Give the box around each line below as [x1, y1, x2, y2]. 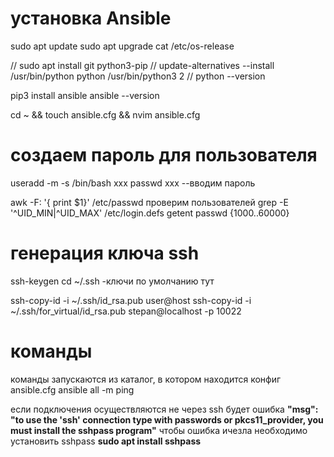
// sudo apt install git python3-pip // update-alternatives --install [10, 59, 275, 71]
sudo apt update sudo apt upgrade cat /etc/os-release [10, 40, 235, 52]
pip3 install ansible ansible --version [10, 89, 160, 101]
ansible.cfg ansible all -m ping [10, 383, 135, 396]
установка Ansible [10, 7, 172, 30]
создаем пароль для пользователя [10, 144, 318, 167]
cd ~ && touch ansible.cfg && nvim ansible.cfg [10, 108, 201, 121]
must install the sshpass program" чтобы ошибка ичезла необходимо [10, 424, 308, 436]
